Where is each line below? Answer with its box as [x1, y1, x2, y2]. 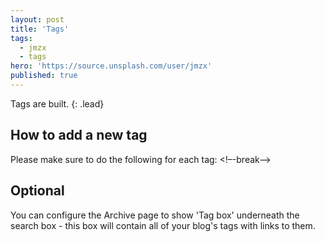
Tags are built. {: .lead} [10, 97, 105, 110]
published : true [10, 71, 78, 81]
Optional [10, 182, 65, 200]
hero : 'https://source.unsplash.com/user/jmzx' [10, 61, 213, 71]
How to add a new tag [10, 127, 148, 144]
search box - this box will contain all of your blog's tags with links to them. [10, 219, 316, 231]
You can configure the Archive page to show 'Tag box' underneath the [10, 209, 300, 221]
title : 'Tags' [10, 24, 70, 34]
